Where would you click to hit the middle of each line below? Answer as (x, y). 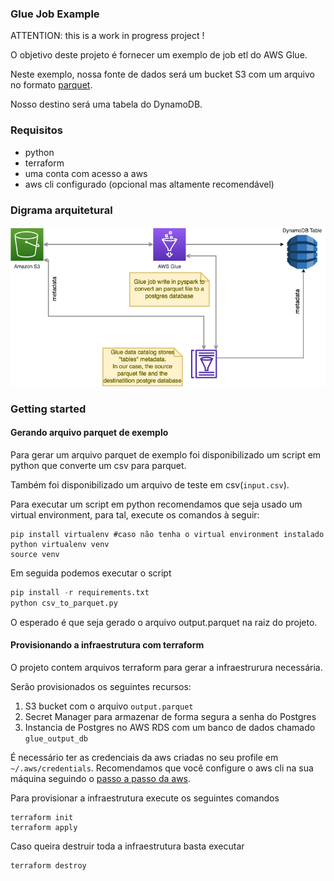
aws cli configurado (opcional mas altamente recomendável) (149, 184)
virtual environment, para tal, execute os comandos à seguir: (135, 515)
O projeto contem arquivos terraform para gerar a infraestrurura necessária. (166, 667)
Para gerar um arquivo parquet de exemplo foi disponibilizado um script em (166, 455)
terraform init (42, 817)
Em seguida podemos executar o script (91, 573)
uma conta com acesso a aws (86, 173)
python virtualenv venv (60, 545)
